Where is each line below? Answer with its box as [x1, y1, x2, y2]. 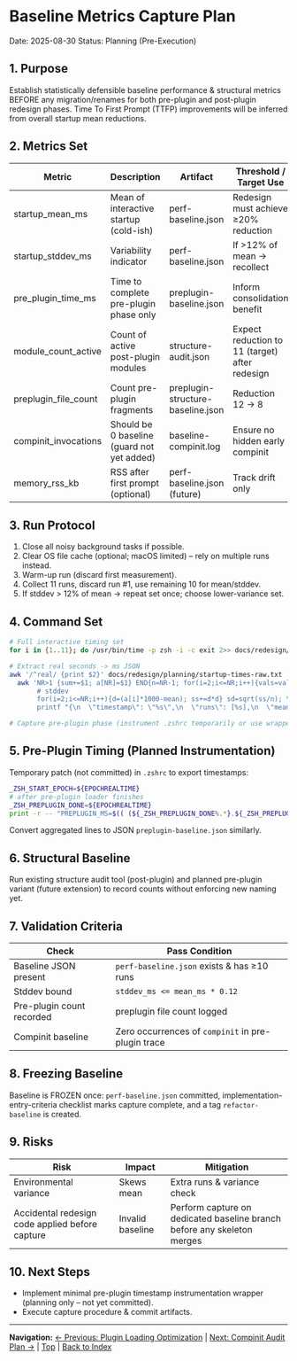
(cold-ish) [110, 224, 154, 237]
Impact [125, 1161, 156, 1173]
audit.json [169, 350, 210, 362]
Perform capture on [170, 1201, 252, 1213]
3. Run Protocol [9, 517, 95, 533]
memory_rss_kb [13, 477, 80, 489]
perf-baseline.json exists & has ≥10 [115, 960, 269, 972]
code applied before [13, 1217, 98, 1230]
